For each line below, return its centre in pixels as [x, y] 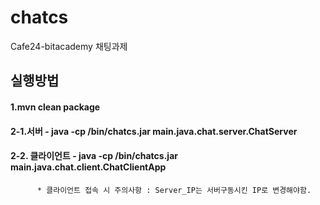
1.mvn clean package [55, 107]
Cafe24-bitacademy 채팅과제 [69, 46]
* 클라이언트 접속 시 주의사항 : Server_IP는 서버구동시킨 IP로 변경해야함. [174, 190]
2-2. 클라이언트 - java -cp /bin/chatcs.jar [94, 156]
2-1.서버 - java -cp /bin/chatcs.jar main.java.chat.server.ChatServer [154, 131]
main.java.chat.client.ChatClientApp [88, 167]
